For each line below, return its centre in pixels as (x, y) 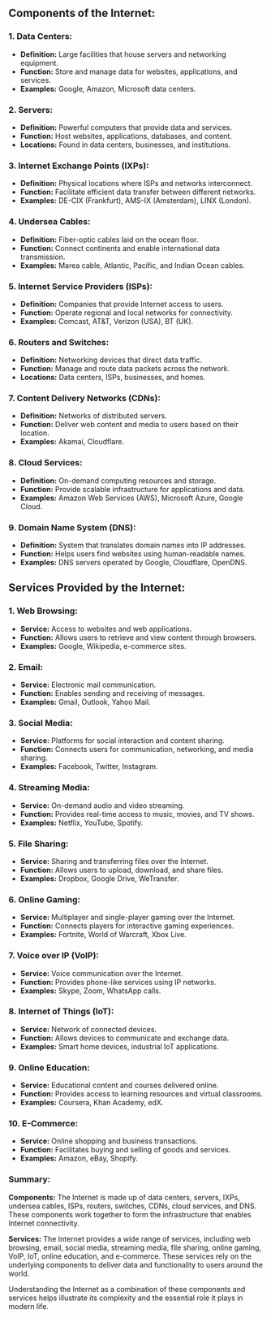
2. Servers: (31, 110)
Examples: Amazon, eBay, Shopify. (79, 1158)
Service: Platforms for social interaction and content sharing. (122, 741)
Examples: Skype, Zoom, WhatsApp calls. (90, 991)
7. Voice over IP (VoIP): (54, 956)
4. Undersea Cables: (49, 222)
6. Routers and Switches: (59, 342)
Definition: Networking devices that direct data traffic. (111, 360)
